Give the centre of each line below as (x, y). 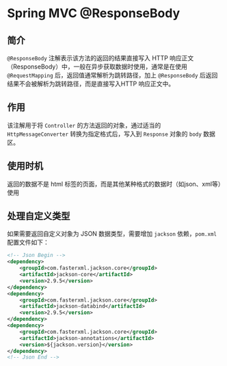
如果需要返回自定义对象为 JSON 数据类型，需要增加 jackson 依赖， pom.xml (112, 234)
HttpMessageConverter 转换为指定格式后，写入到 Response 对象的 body (104, 134)
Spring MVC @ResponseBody (94, 13)
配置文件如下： (28, 243)
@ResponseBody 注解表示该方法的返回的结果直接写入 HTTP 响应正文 (101, 58)
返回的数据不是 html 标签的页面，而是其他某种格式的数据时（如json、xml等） (114, 184)
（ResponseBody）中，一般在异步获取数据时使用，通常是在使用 (97, 66)
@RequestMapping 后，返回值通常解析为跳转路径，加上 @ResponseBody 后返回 (112, 75)
